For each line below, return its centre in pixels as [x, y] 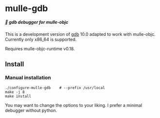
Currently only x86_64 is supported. [41, 40]
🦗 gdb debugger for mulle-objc [37, 22]
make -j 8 [15, 92]
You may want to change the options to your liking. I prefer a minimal [73, 105]
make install [18, 96]
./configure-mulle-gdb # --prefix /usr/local [55, 88]
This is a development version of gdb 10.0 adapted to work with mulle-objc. [80, 34]
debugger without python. [31, 110]
